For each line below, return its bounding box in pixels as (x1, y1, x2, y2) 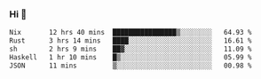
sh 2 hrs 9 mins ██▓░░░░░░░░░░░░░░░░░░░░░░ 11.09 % (9, 44, 252, 54)
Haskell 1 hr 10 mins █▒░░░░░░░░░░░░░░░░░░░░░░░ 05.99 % (9, 52, 252, 61)
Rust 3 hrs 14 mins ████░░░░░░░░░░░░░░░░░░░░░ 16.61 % (9, 36, 252, 45)
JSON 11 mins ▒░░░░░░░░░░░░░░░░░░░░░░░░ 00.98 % (9, 61, 252, 70)
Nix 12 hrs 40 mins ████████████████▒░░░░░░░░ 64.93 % (9, 28, 252, 37)
